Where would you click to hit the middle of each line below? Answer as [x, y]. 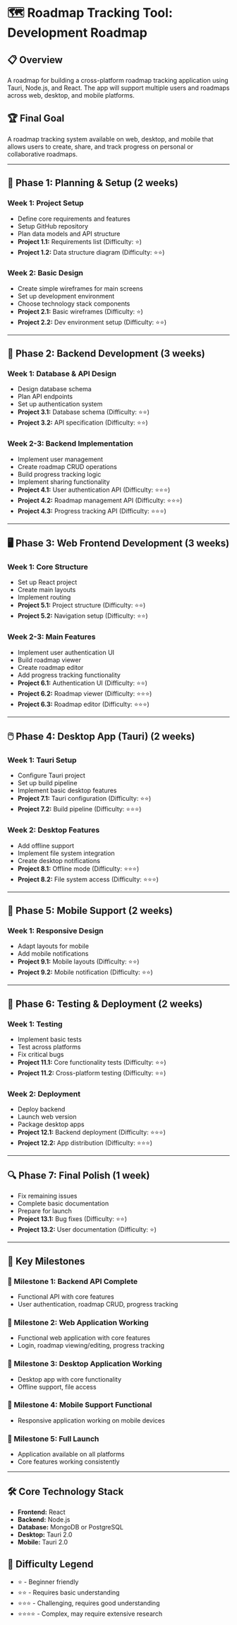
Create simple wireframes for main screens [80, 288]
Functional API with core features [66, 1296]
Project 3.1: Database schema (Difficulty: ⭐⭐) [84, 412]
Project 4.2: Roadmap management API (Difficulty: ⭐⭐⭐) [100, 500]
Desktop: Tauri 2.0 [45, 1534]
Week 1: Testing [35, 1024]
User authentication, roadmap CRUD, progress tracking [98, 1304]
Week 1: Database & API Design [62, 374]
